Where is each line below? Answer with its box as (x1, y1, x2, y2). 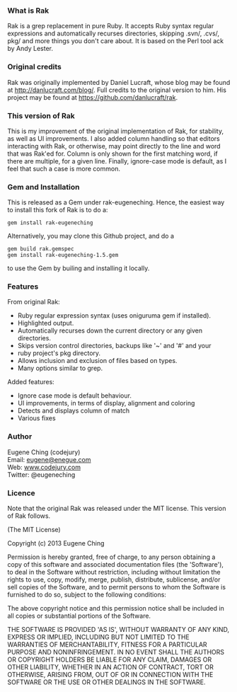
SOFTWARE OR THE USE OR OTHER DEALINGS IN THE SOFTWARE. (7, 678, 206, 686)
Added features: (7, 378, 54, 386)
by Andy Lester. (7, 45, 53, 53)
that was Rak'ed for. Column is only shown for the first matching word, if (7, 149, 218, 158)
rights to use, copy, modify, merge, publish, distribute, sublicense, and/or (7, 575, 221, 584)
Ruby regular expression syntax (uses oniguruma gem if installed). (17, 311, 211, 320)
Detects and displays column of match (17, 406, 130, 415)
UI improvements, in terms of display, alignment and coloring (17, 399, 195, 408)
